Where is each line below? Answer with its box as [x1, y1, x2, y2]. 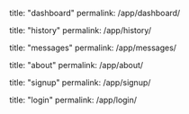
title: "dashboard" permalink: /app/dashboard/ [9, 8, 181, 18]
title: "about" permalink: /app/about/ [9, 60, 144, 70]
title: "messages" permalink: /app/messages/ [9, 42, 177, 53]
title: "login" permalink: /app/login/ [9, 94, 138, 105]
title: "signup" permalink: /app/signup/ [9, 77, 151, 88]
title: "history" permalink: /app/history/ [9, 25, 151, 35]
